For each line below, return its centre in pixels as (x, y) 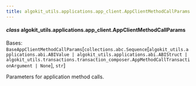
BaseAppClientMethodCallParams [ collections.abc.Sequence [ (78, 49)
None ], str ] (53, 65)
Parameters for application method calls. (55, 77)
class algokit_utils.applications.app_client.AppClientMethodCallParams (96, 30)
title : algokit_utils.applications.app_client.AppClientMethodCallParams (98, 11)
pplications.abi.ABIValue (38, 55)
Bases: (14, 43)
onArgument (19, 66)
